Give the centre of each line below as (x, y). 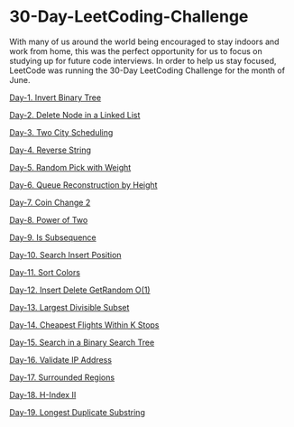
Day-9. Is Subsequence (53, 237)
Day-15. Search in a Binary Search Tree (82, 342)
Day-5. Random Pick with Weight (70, 167)
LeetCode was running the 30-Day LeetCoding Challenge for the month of (147, 70)
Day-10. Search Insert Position (65, 255)
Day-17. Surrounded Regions (62, 377)
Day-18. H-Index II (43, 395)
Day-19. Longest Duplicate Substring (78, 412)
